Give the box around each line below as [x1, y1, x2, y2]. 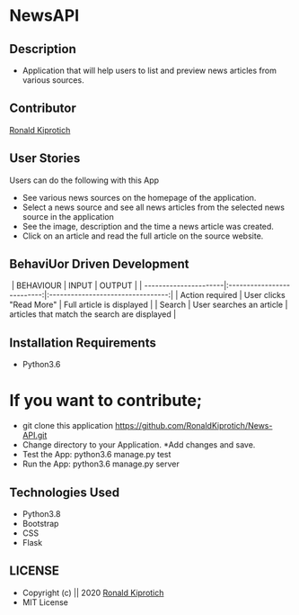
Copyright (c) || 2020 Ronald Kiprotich [22, 587, 164, 598]
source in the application [22, 211, 114, 222]
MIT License [22, 596, 69, 608]
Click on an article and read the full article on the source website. [22, 231, 264, 241]
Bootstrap [22, 519, 59, 529]
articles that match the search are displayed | [9, 309, 177, 320]
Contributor [9, 101, 76, 116]
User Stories [9, 150, 81, 167]
